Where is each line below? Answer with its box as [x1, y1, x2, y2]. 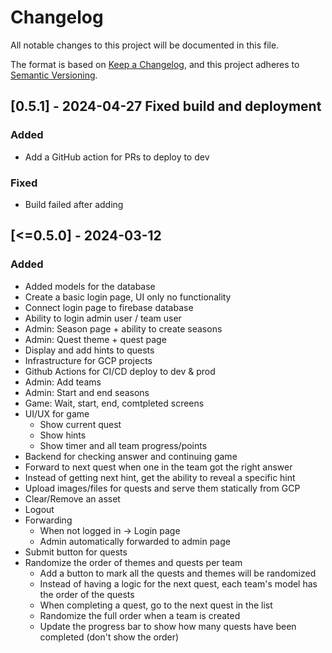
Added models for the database [24, 280, 156, 292]
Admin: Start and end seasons [24, 386, 150, 398]
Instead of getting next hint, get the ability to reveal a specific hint [24, 471, 296, 483]
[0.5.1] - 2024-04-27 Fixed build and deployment [10, 98, 322, 115]
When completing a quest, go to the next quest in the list [39, 599, 273, 611]
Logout [24, 503, 55, 515]
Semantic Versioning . [10, 69, 98, 81]
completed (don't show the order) [39, 631, 180, 643]
